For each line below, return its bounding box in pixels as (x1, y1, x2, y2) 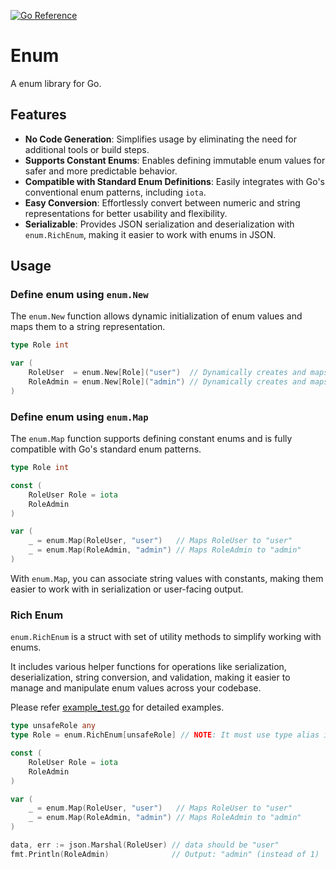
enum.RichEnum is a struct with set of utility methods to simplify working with (10, 631, 322, 643)
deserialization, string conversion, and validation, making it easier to (10, 671, 291, 684)
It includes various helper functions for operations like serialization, (10, 661, 287, 673)
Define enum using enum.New (10, 288, 149, 302)
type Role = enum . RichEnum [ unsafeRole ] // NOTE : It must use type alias (10, 730, 320, 740)
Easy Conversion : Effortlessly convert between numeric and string (24, 196, 301, 209)
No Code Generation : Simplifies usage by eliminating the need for (24, 133, 297, 145)
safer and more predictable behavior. (24, 165, 178, 177)
